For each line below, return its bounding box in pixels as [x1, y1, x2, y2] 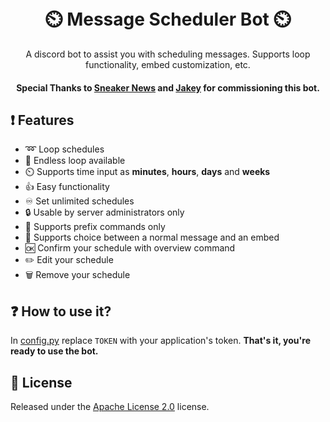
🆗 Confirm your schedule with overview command [24, 242, 236, 254]
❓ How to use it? [10, 303, 112, 320]
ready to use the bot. [10, 345, 99, 357]
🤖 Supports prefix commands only [24, 221, 166, 233]
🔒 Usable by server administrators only [24, 206, 185, 219]
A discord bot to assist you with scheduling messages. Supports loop [25, 48, 311, 60]
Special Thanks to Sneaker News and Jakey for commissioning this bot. [16, 81, 320, 94]
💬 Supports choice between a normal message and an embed [24, 231, 280, 244]
